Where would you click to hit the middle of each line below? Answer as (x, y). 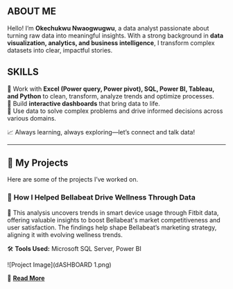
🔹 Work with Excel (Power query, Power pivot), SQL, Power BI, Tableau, (111, 89)
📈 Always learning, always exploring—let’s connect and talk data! (101, 132)
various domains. (32, 118)
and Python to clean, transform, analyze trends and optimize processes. (111, 96)
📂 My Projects (38, 163)
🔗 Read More (26, 278)
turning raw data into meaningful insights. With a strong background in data (115, 35)
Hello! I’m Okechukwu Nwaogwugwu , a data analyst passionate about (108, 28)
